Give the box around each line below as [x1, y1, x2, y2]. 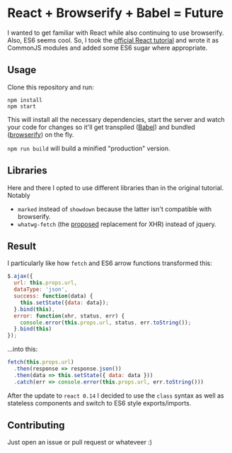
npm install [7, 96, 42, 104]
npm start [7, 103, 37, 110]
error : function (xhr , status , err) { [13, 312, 125, 320]
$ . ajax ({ [7, 273, 33, 280]
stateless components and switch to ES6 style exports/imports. [7, 398, 192, 407]
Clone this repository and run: [7, 83, 94, 91]
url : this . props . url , [13, 279, 78, 286]
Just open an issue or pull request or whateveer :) [7, 438, 153, 447]
